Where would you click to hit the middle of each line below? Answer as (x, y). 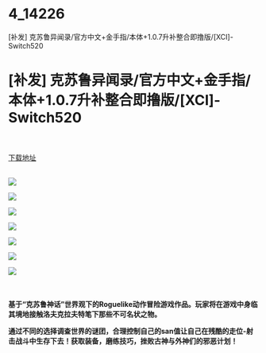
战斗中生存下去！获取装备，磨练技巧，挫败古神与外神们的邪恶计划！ (126, 341)
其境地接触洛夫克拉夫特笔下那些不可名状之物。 (85, 314)
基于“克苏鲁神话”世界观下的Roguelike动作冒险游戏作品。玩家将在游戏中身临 (133, 304)
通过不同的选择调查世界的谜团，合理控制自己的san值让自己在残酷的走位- (127, 331)
